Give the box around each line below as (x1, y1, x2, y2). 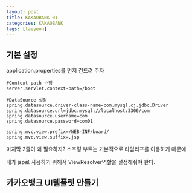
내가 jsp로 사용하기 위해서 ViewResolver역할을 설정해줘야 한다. (6, 159, 156, 166)
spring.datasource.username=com (6, 113, 88, 119)
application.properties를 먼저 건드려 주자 (6, 67, 104, 74)
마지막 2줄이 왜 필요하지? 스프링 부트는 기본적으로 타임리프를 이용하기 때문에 (6, 146, 187, 153)
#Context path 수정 (6, 80, 53, 87)
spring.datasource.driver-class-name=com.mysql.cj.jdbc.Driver (6, 102, 169, 109)
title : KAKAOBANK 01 (6, 15, 59, 21)
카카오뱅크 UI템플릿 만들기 (6, 178, 98, 188)
